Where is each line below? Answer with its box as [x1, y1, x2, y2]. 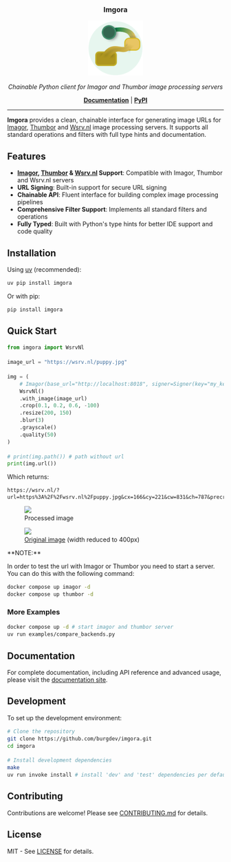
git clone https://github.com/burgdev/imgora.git [7, 735, 153, 742]
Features [7, 150, 46, 162]
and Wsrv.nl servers [16, 176, 74, 184]
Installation [7, 247, 56, 259]
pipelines [16, 198, 43, 206]
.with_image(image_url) [19, 395, 88, 402]
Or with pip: [7, 292, 41, 300]
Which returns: [7, 473, 49, 481]
